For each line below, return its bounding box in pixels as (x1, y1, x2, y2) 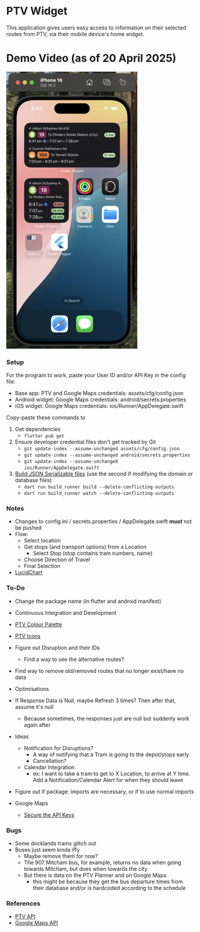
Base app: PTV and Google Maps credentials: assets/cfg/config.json (14, 390, 184, 397)
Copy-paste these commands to (6, 414, 86, 421)
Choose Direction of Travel (23, 556, 90, 563)
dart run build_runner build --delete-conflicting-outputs (23, 484, 175, 490)
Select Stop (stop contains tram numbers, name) (32, 550, 153, 557)
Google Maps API (14, 919, 58, 927)
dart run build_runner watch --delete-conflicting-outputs (23, 491, 175, 497)
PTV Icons (14, 632, 41, 639)
